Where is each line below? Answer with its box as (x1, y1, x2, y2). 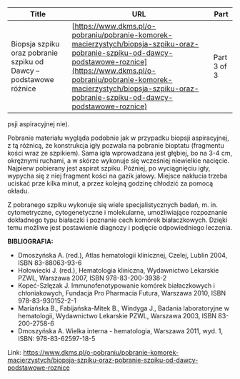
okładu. (7, 187, 30, 195)
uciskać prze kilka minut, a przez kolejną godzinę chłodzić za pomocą (7, 179, 214, 188)
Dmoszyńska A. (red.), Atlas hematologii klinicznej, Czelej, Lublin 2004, (17, 251, 228, 259)
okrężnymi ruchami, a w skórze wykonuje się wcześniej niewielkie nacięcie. (7, 156, 230, 165)
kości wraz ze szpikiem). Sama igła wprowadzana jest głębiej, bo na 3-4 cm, (7, 149, 233, 157)
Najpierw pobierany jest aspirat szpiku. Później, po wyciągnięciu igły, (7, 164, 211, 172)
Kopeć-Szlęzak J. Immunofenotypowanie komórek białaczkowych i (17, 281, 216, 290)
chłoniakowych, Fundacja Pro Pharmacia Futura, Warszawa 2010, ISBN (17, 289, 226, 297)
